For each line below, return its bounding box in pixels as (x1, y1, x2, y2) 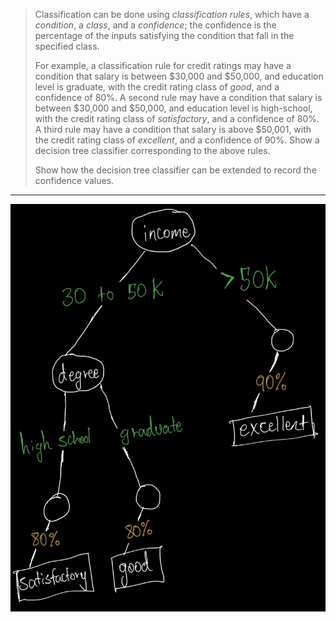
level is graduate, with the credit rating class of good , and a (34, 81, 280, 93)
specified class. (34, 40, 100, 52)
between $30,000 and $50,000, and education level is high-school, (34, 102, 313, 114)
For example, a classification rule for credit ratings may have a (34, 60, 292, 71)
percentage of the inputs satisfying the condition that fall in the (34, 30, 295, 41)
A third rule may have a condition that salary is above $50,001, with (34, 124, 312, 135)
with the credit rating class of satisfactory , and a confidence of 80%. (34, 113, 320, 124)
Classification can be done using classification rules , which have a (34, 9, 310, 20)
